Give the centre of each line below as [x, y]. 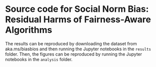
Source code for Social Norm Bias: [77, 9]
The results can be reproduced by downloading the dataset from [71, 43]
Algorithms [29, 30]
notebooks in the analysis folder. [39, 59]
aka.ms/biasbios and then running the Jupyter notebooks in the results [78, 49]
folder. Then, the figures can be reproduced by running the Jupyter [74, 54]
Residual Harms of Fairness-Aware [78, 19]
